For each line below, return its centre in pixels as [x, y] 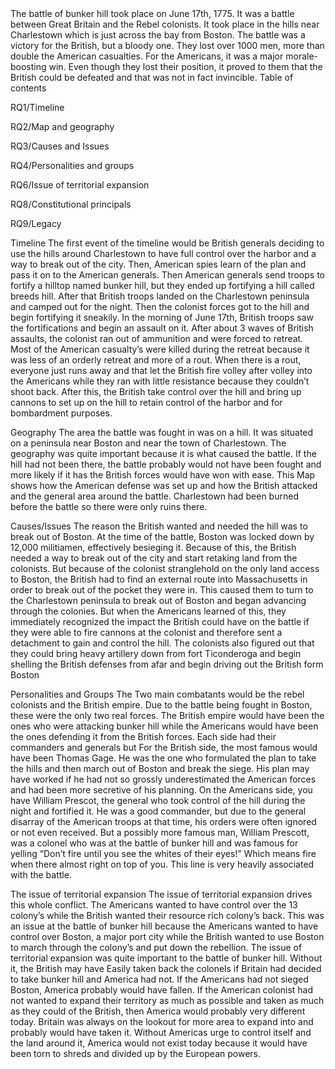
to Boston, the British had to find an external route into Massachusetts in [159, 579]
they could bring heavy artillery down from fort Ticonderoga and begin [156, 653]
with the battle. [41, 875]
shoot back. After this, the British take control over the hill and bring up [156, 391]
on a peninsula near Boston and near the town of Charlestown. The [148, 443]
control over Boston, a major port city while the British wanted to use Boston [167, 936]
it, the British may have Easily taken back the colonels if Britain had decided [166, 968]
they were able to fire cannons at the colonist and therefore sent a [146, 632]
